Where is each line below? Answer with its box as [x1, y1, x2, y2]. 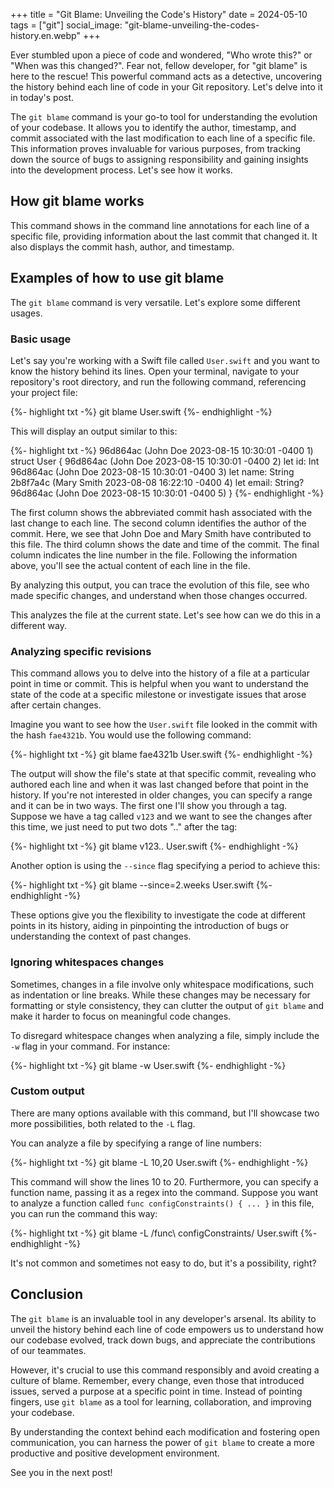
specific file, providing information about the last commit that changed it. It [10, 230, 318, 242]
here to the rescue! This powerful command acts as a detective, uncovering [10, 70, 322, 82]
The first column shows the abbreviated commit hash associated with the [10, 506, 313, 518]
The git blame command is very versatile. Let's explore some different [10, 296, 301, 308]
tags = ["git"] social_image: [10, 19, 123, 31]
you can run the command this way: [10, 1207, 158, 1219]
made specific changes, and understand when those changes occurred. [10, 589, 308, 601]
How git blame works [10, 193, 145, 210]
